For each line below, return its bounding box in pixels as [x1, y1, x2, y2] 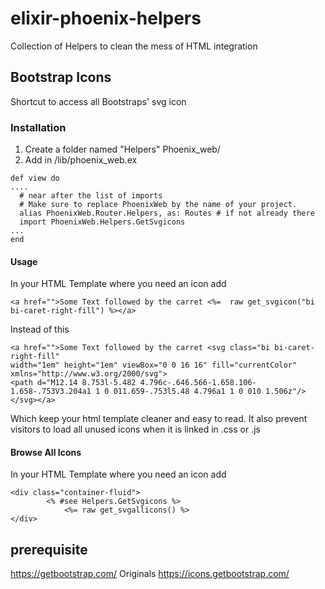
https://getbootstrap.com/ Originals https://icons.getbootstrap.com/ [10, 568, 290, 580]
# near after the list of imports [19, 191, 163, 201]
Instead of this [10, 323, 70, 336]
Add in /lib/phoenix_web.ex [24, 154, 138, 166]
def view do [10, 173, 60, 184]
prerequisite [10, 541, 88, 558]
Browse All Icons [10, 446, 82, 458]
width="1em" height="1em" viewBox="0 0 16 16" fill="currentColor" [10, 360, 298, 371]
